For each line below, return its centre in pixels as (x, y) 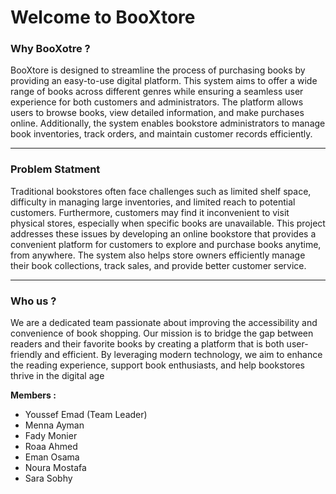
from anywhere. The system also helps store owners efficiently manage (158, 255)
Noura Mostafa (55, 468)
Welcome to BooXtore (103, 17)
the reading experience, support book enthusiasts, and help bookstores (157, 365)
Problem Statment (55, 169)
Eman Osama (52, 457)
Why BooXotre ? (50, 49)
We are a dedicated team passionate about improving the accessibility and (164, 323)
